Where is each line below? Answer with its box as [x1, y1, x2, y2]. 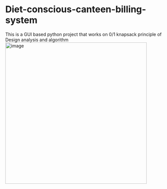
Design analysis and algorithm [5, 37, 69, 43]
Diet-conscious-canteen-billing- [5, 4, 147, 15]
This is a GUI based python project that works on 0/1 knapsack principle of [5, 31, 162, 37]
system [5, 14, 38, 26]
